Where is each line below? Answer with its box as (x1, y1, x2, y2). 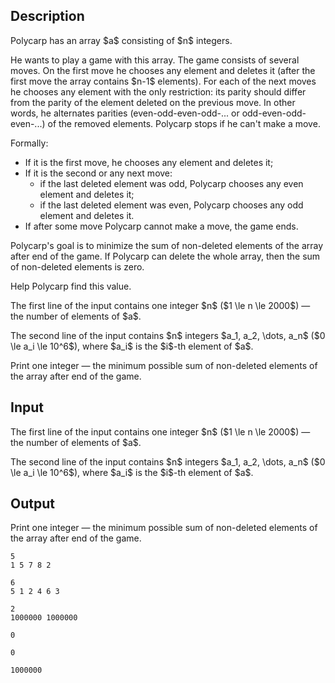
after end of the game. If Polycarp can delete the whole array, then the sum (10, 250, 321, 262)
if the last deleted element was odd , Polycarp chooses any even (39, 177, 304, 189)
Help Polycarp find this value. (10, 280, 132, 292)
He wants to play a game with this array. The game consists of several (10, 54, 300, 66)
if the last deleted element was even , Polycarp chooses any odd (39, 199, 304, 211)
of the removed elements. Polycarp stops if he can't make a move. (47, 117, 321, 129)
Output (10, 495, 55, 513)
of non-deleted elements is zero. (10, 260, 145, 273)
